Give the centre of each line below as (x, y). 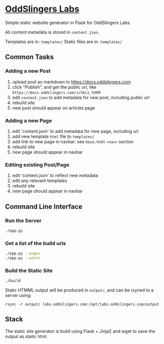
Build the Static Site (29, 270)
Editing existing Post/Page (37, 164)
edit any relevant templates (40, 181)
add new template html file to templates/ (53, 136)
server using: (18, 295)
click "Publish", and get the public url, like (54, 87)
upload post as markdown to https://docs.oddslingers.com (71, 81)
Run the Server (23, 220)
